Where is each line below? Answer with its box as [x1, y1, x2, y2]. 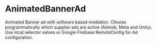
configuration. [5, 34, 33, 40]
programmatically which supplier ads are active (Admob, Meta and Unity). [5, 24, 153, 30]
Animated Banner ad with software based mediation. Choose [5, 19, 126, 25]
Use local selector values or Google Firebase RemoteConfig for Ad [5, 29, 138, 35]
